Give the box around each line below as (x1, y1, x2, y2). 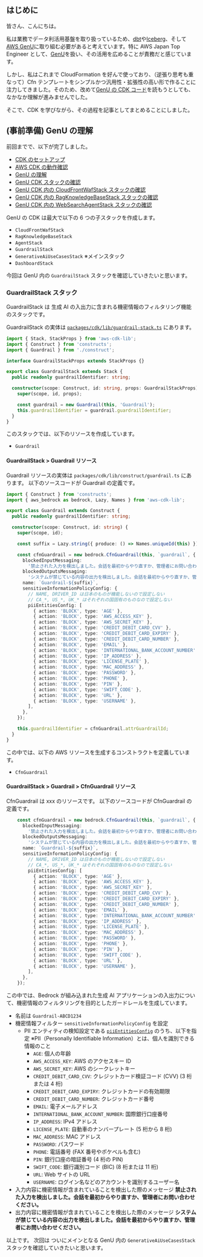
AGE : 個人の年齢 (33, 1050, 71, 1057)
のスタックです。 (6, 310, 48, 318)
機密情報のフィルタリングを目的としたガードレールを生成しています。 (16, 999, 191, 1007)
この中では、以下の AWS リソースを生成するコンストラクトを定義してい (6, 749, 185, 756)
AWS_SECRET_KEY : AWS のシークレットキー (33, 1065, 136, 1073)
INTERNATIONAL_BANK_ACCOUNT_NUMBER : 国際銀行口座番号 (33, 1111, 168, 1118)
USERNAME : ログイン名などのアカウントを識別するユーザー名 (33, 1178, 180, 1186)
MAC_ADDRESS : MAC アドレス (33, 1133, 101, 1140)
